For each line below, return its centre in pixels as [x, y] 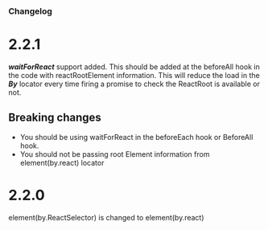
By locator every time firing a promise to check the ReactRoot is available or [134, 84]
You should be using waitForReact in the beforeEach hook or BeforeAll [136, 137]
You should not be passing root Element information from [115, 154]
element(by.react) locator [62, 162]
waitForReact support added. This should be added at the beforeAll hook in [134, 67]
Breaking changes [55, 118]
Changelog [30, 11]
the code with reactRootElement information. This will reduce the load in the [134, 75]
